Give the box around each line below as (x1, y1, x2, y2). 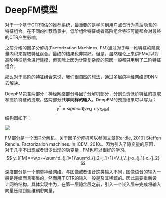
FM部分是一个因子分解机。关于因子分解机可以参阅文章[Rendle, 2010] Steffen (5, 135, 161, 141)
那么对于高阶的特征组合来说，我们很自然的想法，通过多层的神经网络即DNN (5, 74, 158, 80)
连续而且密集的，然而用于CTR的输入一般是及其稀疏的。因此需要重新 (13, 175, 153, 181)
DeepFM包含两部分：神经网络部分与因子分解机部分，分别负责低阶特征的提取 (5, 90, 161, 97)
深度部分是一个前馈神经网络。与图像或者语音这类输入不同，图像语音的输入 (5, 169, 157, 175)
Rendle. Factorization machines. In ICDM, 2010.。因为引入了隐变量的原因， (5, 141, 158, 147)
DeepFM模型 (5, 4, 58, 16)
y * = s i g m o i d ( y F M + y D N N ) (56, 104, 110, 113)
